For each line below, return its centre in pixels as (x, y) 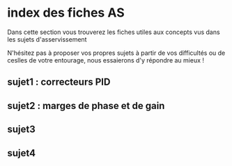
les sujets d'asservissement (47, 39)
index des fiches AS (66, 13)
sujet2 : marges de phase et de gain (86, 106)
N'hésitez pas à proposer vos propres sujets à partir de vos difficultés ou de (116, 53)
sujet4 (22, 153)
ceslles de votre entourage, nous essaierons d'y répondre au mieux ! (106, 60)
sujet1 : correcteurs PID (59, 82)
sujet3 (22, 130)
